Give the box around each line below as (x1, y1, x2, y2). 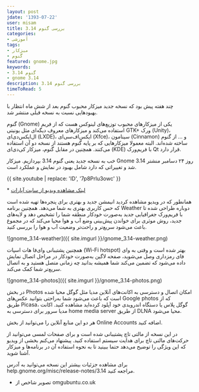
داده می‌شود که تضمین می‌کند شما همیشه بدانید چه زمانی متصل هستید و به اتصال (7, 259, 186, 266)
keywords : (7, 64, 31, 70)
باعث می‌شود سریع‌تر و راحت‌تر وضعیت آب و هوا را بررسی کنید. (7, 223, 147, 230)
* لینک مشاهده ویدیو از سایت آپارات (7, 186, 86, 193)
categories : (7, 31, 36, 37)
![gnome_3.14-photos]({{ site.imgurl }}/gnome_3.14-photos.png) (7, 277, 162, 284)
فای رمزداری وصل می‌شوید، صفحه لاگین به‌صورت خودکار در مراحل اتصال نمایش (7, 252, 185, 259)
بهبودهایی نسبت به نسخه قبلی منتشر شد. (7, 108, 98, 116)
